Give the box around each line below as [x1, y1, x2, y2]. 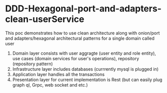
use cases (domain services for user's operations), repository [12, 55, 140, 61]
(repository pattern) [12, 61, 53, 67]
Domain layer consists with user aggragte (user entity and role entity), [12, 50, 156, 56]
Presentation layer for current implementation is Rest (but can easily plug [12, 77, 163, 83]
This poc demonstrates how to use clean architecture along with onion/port [5, 30, 160, 36]
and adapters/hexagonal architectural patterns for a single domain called [5, 35, 155, 41]
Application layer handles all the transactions [12, 71, 105, 77]
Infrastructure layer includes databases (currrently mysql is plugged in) [12, 66, 159, 72]
